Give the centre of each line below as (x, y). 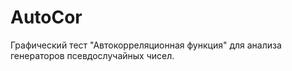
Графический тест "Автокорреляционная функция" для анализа (146, 45)
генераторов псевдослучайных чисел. (92, 55)
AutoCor (46, 17)
